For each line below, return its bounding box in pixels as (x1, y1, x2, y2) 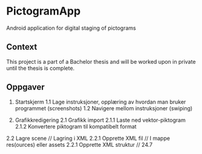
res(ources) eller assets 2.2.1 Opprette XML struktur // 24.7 (6, 141, 153, 148)
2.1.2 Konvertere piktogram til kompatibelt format (15, 122, 137, 130)
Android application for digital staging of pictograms (6, 24, 136, 32)
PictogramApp (6, 4, 81, 18)
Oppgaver (6, 82, 45, 92)
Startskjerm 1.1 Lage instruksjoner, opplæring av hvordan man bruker (15, 98, 186, 105)
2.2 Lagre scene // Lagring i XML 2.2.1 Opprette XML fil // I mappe (6, 135, 171, 142)
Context (6, 42, 37, 52)
